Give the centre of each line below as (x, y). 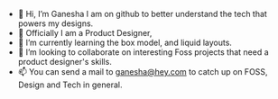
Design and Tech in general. (70, 85)
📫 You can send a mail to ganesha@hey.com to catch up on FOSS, (143, 72)
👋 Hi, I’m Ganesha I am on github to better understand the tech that (143, 14)
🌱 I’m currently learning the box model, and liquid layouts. (125, 42)
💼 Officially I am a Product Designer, (85, 33)
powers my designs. (56, 23)
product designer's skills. (65, 62)
